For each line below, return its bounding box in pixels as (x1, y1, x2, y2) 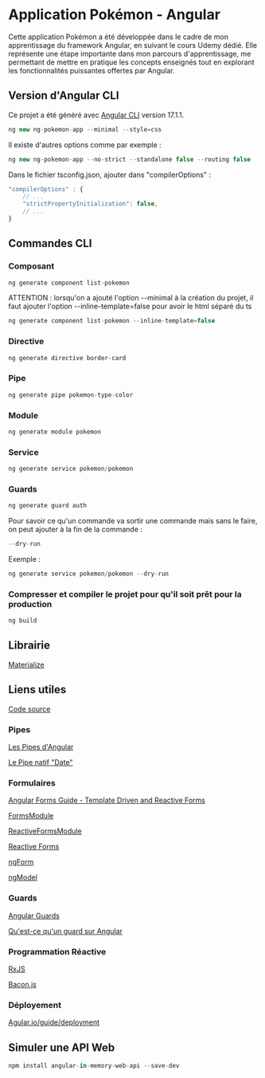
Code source (8, 704, 51, 714)
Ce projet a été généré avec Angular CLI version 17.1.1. (8, 110, 185, 120)
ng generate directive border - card (8, 354, 127, 362)
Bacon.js (8, 979, 37, 989)
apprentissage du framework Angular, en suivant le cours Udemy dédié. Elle (8, 40, 258, 49)
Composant (8, 261, 55, 272)
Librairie (8, 639, 50, 653)
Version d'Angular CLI (8, 89, 119, 103)
